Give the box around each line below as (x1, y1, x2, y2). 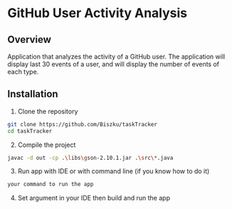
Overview (7, 34, 52, 46)
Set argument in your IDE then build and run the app (17, 194, 171, 203)
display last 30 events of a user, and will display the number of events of (7, 60, 220, 68)
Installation (7, 88, 58, 101)
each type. (7, 68, 39, 76)
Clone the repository (17, 107, 78, 116)
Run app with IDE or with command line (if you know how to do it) (17, 167, 210, 175)
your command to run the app (7, 180, 94, 188)
